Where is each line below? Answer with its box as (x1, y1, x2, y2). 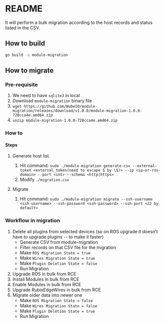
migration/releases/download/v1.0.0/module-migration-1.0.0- (12, 108, 143, 114)
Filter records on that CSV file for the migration (19, 244, 116, 250)
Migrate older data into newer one (12, 292, 82, 298)
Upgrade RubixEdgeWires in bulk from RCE (12, 287, 101, 293)
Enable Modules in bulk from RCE (12, 281, 81, 287)
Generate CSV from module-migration (19, 239, 98, 245)
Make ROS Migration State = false (19, 297, 93, 303)
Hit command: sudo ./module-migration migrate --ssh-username (19, 196, 153, 202)
